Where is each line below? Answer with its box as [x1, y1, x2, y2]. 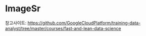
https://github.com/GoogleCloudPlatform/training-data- [27, 20, 141, 26]
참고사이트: [5, 20, 27, 26]
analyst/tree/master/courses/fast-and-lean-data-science [5, 25, 121, 31]
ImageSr [5, 3, 41, 14]
